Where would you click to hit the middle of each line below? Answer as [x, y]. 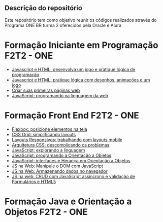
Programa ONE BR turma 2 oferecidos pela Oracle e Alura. [64, 25]
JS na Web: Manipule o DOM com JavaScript [57, 166]
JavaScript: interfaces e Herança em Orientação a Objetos [71, 160]
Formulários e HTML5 [34, 182]
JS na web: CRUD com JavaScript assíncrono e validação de [73, 176]
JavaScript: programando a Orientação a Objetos [62, 155]
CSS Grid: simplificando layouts [44, 134]
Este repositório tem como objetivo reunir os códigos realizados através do [81, 20]
